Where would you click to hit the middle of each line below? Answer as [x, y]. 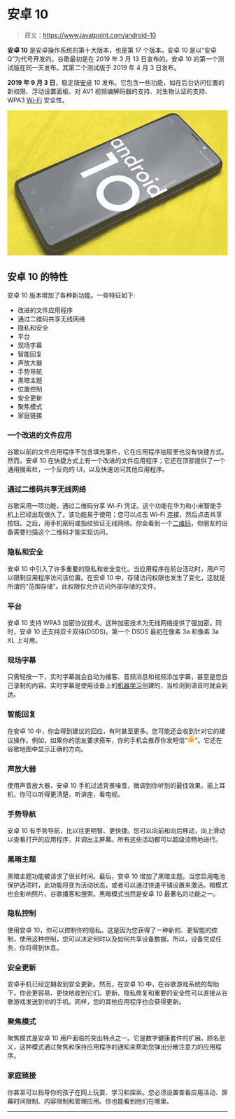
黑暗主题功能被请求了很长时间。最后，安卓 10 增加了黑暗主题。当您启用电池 [116, 876]
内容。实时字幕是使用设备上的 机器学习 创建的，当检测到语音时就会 [126, 685]
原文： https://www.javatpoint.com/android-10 [90, 35]
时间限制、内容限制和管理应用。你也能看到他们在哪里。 [93, 1101]
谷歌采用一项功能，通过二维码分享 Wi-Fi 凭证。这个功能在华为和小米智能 [112, 506]
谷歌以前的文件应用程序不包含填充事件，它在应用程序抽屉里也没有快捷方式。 [117, 452]
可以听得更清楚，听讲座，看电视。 [74, 794]
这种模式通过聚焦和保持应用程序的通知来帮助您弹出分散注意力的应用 [117, 1047]
